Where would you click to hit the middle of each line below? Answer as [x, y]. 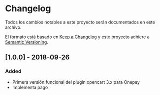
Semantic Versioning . [27, 42]
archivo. [13, 27]
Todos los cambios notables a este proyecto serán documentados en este [80, 22]
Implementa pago [30, 87]
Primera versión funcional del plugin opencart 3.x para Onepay [76, 82]
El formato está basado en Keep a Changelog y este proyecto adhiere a [78, 37]
